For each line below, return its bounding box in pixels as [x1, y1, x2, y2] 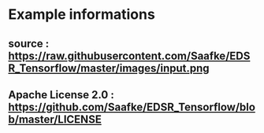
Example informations [8, 6, 155, 24]
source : [8, 37, 50, 50]
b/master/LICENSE [8, 113, 102, 126]
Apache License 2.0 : [8, 88, 114, 102]
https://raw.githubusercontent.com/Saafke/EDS [8, 49, 251, 62]
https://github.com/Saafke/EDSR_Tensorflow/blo [8, 100, 256, 113]
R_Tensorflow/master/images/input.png [8, 61, 210, 75]
